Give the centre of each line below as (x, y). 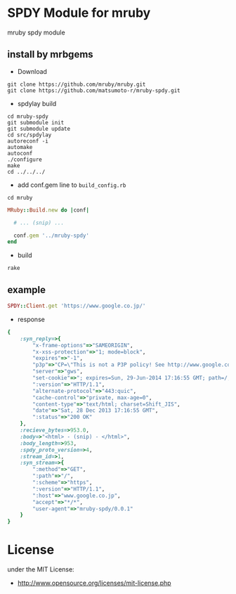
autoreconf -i (28, 141)
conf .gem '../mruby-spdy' (52, 235)
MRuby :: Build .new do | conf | (48, 210)
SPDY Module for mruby (79, 13)
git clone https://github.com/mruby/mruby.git (77, 84)
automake (20, 147)
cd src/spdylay (29, 135)
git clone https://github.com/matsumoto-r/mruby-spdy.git (94, 90)
